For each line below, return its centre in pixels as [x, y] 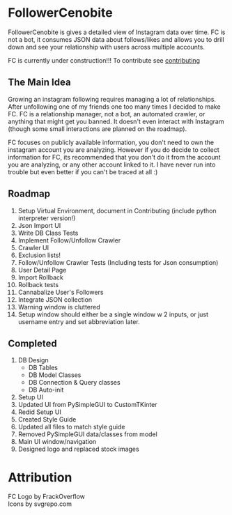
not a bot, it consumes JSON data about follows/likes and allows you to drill [116, 39]
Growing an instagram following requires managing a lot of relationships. [112, 99]
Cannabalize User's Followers [61, 292]
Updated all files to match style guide [71, 427]
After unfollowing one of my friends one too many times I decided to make [115, 107]
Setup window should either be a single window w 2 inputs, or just [113, 314]
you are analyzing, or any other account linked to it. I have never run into [112, 164]
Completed [33, 343]
